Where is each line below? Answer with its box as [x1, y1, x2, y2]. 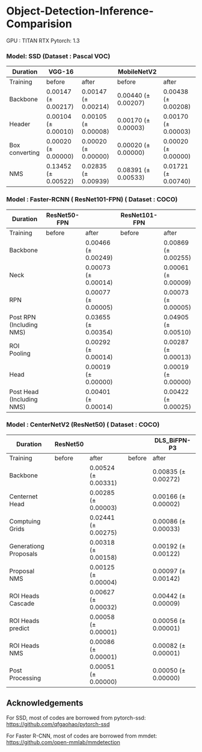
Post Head [9, 387, 39, 396]
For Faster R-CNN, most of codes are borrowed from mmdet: [6, 732, 158, 739]
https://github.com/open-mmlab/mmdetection [6, 738, 120, 745]
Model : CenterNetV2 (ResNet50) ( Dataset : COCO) [6, 421, 160, 429]
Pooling [9, 349, 31, 357]
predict [9, 624, 29, 632]
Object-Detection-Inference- [6, 4, 155, 18]
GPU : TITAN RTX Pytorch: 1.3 [6, 37, 80, 44]
